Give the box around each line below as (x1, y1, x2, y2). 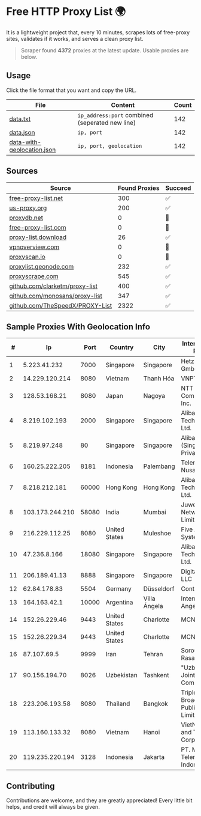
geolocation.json (9, 145, 56, 154)
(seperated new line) (77, 118, 136, 127)
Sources (6, 166, 38, 176)
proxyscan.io (9, 252, 46, 261)
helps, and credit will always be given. (6, 803, 100, 811)
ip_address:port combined (77, 111, 154, 119)
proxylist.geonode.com (9, 262, 74, 270)
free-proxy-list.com (9, 223, 67, 231)
